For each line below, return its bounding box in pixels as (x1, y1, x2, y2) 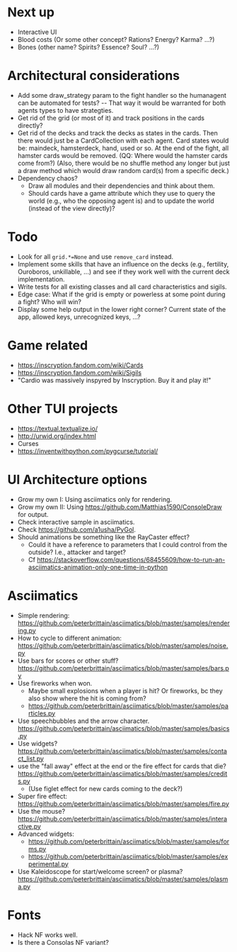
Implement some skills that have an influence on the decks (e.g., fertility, (17, 259, 229, 268)
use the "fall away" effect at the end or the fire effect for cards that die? (17, 761, 226, 770)
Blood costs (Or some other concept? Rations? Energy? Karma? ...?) (17, 35, 215, 43)
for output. (17, 510, 49, 518)
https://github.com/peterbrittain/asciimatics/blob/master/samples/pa (28, 701, 229, 710)
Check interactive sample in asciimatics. (17, 517, 135, 526)
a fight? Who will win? (17, 297, 81, 306)
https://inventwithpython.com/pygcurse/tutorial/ (17, 447, 158, 455)
